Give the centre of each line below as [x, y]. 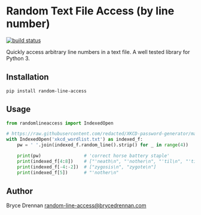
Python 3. [18, 58]
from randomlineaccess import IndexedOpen [60, 123]
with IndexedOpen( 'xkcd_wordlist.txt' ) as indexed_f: [75, 140]
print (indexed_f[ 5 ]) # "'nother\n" [68, 172]
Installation [28, 77]
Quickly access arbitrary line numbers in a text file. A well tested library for [98, 52]
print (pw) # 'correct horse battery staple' [93, 156]
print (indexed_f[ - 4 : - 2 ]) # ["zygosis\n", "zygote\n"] [87, 167]
